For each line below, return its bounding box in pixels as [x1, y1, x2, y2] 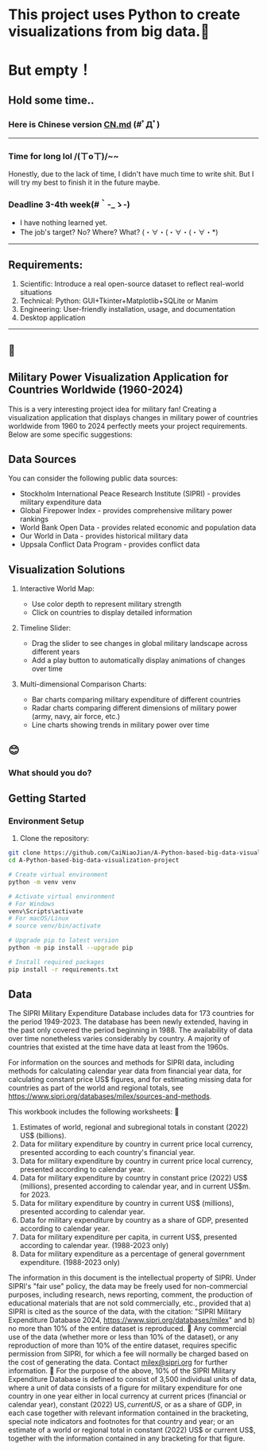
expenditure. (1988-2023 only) [19, 1258, 121, 1267]
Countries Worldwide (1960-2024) [8, 383, 184, 397]
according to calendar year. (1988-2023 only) [19, 1241, 169, 1251]
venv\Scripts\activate [8, 907, 83, 916]
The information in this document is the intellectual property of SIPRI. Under [8, 1273, 257, 1282]
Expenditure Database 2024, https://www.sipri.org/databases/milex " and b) [8, 1315, 256, 1325]
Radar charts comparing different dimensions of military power [31, 703, 238, 713]
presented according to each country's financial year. [19, 1148, 195, 1157]
